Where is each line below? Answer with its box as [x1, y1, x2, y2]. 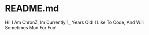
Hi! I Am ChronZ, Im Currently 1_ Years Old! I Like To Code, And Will [5, 19, 144, 25]
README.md [5, 3, 59, 14]
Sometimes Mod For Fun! [5, 24, 57, 30]
